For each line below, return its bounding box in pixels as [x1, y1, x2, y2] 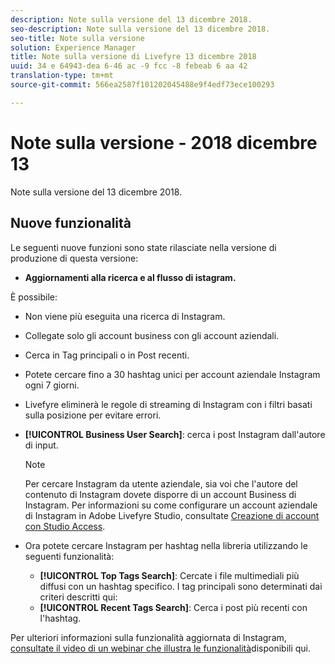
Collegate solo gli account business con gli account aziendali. [24, 329, 280, 341]
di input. [24, 439, 59, 451]
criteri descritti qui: [39, 591, 118, 603]
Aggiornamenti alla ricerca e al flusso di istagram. [24, 271, 237, 283]
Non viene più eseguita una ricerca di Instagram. [24, 310, 226, 322]
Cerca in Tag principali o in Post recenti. [24, 349, 190, 361]
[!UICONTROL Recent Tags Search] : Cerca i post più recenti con [39, 601, 308, 613]
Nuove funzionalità [10, 215, 132, 232]
